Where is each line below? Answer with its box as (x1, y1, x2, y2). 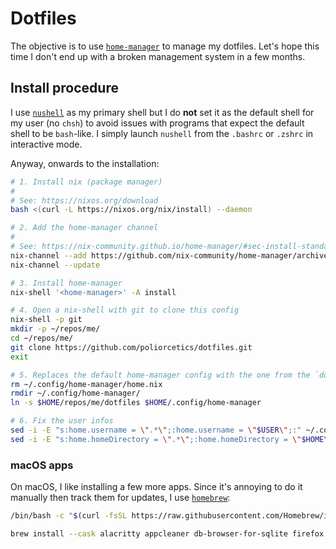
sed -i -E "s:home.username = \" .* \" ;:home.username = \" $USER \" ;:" (10, 425, 302, 435)
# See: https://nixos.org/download (10, 195, 159, 206)
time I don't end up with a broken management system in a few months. (10, 50, 306, 62)
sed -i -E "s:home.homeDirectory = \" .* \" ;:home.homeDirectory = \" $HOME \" (10, 434, 333, 444)
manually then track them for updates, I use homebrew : (10, 492, 231, 504)
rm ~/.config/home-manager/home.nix (10, 379, 163, 389)
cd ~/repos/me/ (10, 333, 74, 343)
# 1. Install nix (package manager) (10, 177, 163, 187)
